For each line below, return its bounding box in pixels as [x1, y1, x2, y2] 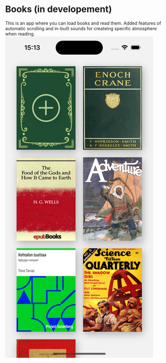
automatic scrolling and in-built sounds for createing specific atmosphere [5, 25, 157, 31]
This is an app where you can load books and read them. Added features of [5, 20, 161, 26]
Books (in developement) [5, 4, 112, 15]
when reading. [5, 31, 35, 37]
